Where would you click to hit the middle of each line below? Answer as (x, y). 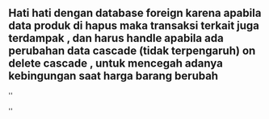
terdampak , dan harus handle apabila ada (116, 38)
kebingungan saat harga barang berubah (113, 76)
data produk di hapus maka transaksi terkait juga (134, 26)
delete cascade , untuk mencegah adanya (116, 64)
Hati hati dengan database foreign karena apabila (135, 13)
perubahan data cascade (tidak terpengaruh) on (132, 51)
